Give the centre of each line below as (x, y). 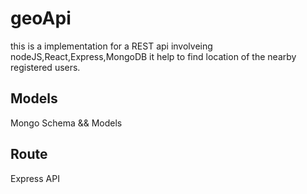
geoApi (41, 18)
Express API (35, 178)
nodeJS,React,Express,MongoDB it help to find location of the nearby (153, 56)
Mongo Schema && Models (66, 123)
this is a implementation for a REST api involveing (111, 46)
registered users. (45, 67)
